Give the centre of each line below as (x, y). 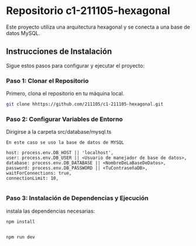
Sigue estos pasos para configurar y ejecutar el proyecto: (75, 65)
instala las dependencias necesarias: (51, 211)
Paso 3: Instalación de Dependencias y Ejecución (77, 198)
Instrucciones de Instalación (59, 52)
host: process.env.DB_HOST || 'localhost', (60, 153)
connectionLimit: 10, (32, 179)
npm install (20, 221)
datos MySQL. (23, 33)
